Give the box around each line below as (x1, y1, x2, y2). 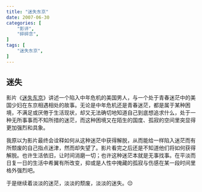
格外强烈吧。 (6, 167, 38, 174)
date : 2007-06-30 (6, 14, 50, 20)
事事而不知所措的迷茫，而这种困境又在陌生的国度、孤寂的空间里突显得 (22, 116, 196, 124)
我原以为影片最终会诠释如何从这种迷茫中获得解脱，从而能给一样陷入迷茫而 (6, 137, 191, 144)
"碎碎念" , (17, 31, 39, 37)
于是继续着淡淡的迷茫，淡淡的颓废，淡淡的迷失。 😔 (6, 179, 133, 187)
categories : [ (6, 20, 42, 26)
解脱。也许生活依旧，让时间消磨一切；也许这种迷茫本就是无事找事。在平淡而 (6, 152, 196, 159)
